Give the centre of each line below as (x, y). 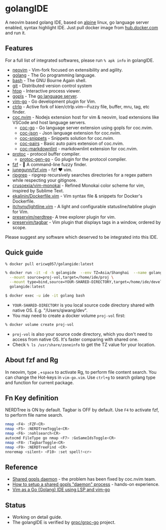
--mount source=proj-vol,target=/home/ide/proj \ (62, 277)
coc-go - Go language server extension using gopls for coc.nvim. (86, 128)
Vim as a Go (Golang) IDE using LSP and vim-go (61, 489)
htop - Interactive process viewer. (47, 91)
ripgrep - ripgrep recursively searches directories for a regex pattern (82, 175)
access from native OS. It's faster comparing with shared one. (75, 339)
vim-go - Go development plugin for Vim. (54, 101)
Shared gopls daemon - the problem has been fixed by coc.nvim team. (84, 479)
